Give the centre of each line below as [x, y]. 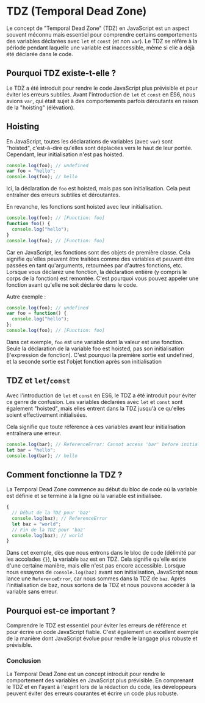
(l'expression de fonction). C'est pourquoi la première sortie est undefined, [100, 355]
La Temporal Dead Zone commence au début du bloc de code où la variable [102, 489]
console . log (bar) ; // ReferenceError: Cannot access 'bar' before [92, 444]
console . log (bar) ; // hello [42, 456]
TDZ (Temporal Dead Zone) [77, 11]
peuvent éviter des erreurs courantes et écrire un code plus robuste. [92, 693]
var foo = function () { [37, 313]
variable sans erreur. [32, 592]
